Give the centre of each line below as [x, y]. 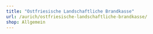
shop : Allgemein [26, 22]
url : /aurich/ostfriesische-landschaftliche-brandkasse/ [77, 17]
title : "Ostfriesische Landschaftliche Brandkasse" [70, 11]
